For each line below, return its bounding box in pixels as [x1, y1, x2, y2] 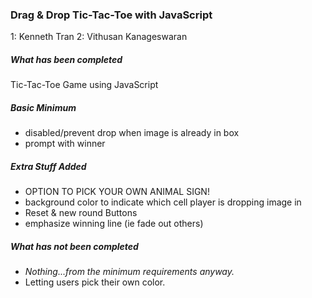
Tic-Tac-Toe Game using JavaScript [10, 79, 159, 91]
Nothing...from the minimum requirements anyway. [24, 266, 235, 278]
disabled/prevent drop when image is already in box [24, 127, 240, 139]
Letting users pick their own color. [24, 276, 166, 288]
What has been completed [10, 53, 123, 65]
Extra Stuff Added [10, 160, 87, 172]
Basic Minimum [10, 101, 77, 113]
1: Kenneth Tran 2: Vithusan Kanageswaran [10, 31, 188, 43]
